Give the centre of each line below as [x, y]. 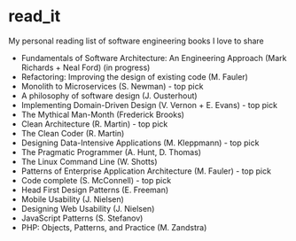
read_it [35, 16]
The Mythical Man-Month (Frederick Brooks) [103, 114]
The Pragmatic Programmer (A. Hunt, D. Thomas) [111, 152]
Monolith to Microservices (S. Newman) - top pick [112, 86]
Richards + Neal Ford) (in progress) [86, 67]
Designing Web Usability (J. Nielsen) [88, 208]
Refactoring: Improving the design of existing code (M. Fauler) [135, 76]
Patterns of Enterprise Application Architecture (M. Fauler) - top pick [146, 171]
